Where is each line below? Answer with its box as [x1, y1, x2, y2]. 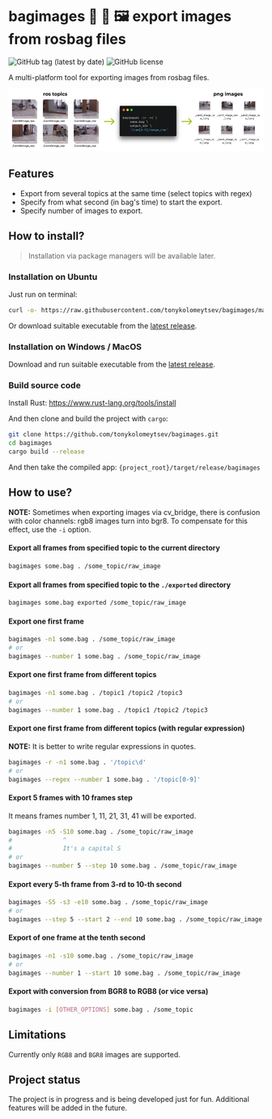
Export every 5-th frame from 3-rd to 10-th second [8, 879, 182, 889]
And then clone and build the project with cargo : [8, 414, 168, 423]
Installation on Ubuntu [8, 271, 98, 282]
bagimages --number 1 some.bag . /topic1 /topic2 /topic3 [8, 705, 208, 714]
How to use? [8, 486, 73, 499]
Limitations [8, 1028, 66, 1042]
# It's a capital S [8, 845, 121, 853]
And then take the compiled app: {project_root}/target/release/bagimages [8, 462, 261, 472]
